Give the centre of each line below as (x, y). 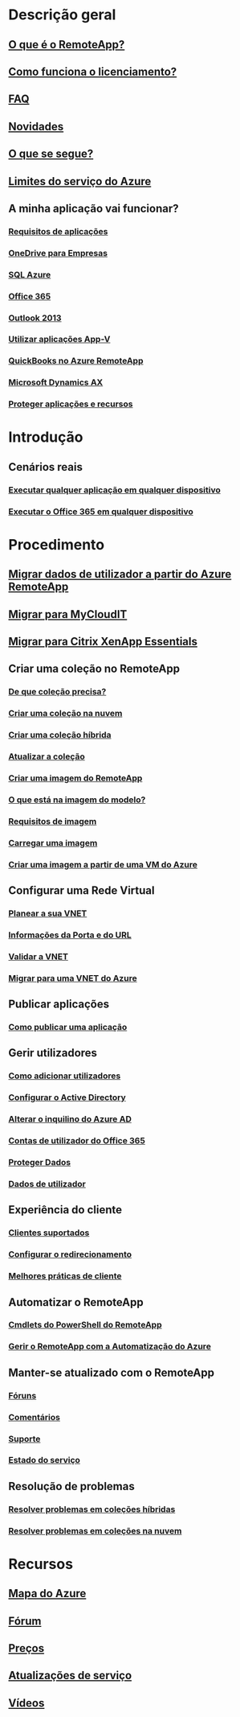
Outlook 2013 (35, 318)
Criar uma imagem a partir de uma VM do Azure (103, 864)
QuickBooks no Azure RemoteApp (76, 361)
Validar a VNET (38, 957)
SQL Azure (30, 274)
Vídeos (26, 1703)
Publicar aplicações (59, 1005)
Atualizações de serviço (70, 1676)
